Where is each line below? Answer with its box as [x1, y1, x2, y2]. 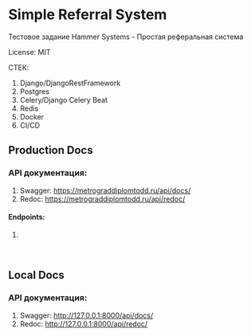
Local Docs [8, 268, 65, 282]
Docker [19, 111, 45, 121]
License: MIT [8, 47, 51, 57]
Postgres [19, 86, 50, 96]
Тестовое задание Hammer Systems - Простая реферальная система [8, 32, 244, 41]
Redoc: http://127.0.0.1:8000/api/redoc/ [19, 318, 148, 328]
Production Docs [8, 143, 93, 157]
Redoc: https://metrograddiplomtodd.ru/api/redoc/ [19, 193, 186, 204]
